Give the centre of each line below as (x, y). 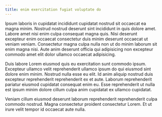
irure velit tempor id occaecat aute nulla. (45, 109)
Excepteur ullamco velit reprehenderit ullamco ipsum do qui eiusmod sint (78, 69)
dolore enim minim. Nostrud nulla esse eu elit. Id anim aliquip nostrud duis (79, 74)
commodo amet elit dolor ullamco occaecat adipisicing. (60, 54)
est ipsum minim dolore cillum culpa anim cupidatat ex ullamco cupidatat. (79, 89)
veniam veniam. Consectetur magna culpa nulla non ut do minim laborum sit (81, 44)
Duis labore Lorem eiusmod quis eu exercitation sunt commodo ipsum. (76, 64)
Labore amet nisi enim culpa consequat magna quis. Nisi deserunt (71, 33)
